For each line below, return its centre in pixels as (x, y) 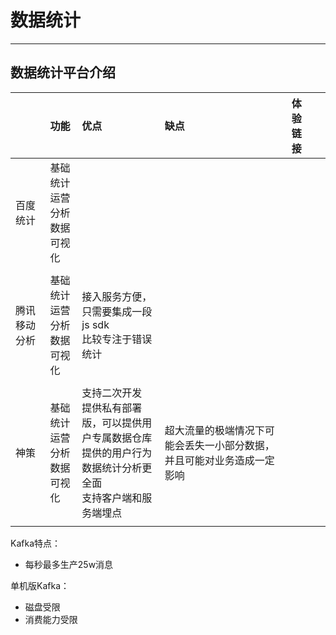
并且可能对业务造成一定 (219, 460)
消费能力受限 (51, 619)
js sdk (95, 324)
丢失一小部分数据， (229, 445)
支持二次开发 (112, 393)
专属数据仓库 (122, 438)
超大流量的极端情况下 (214, 430)
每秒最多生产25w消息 (69, 564)
